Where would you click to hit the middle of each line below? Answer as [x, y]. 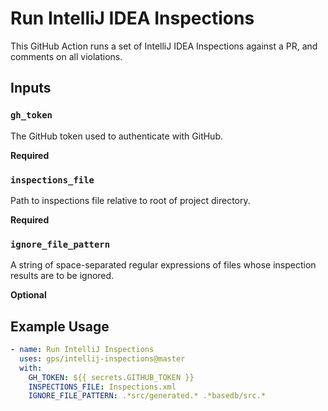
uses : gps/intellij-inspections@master [102, 358]
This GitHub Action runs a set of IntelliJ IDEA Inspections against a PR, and [164, 46]
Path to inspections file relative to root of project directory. [130, 200]
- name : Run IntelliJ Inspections [82, 350]
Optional [28, 295]
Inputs [31, 88]
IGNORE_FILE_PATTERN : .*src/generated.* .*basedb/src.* [147, 396]
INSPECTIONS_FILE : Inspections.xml [102, 387]
